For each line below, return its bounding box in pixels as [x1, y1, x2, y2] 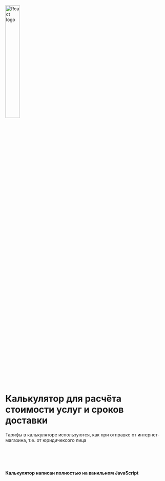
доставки [5, 415, 48, 427]
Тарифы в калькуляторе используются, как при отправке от [5, 431, 137, 438]
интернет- [137, 431, 160, 438]
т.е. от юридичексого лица [28, 437, 87, 443]
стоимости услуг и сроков [5, 404, 124, 415]
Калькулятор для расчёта [5, 393, 122, 405]
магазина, [5, 437, 27, 443]
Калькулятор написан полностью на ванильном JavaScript [5, 470, 139, 476]
